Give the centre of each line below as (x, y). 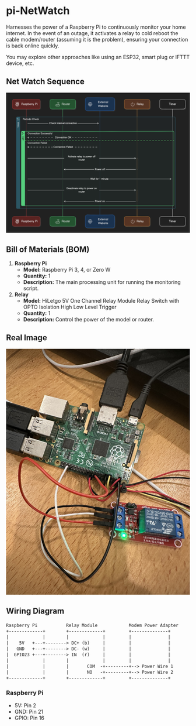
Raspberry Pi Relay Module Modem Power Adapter (92, 625)
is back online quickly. (33, 46)
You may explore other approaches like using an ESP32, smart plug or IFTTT (98, 57)
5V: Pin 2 (25, 705)
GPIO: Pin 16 (29, 718)
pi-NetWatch (38, 11)
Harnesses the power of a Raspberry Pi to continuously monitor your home (96, 27)
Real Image (27, 338)
